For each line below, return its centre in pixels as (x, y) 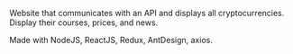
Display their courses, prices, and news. (84, 22)
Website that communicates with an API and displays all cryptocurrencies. (147, 13)
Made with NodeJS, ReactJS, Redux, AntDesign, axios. (111, 40)
